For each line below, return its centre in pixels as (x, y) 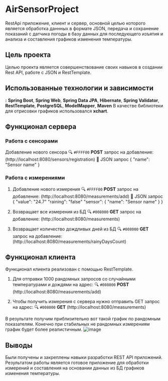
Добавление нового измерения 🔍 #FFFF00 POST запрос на (75, 189)
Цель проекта (28, 55)
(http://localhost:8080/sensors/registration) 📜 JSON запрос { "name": (77, 160)
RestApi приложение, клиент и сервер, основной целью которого (75, 23)
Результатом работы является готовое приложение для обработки (77, 363)
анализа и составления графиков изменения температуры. (69, 39)
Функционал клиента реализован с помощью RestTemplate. (69, 269)
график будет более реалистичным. (44, 329)
